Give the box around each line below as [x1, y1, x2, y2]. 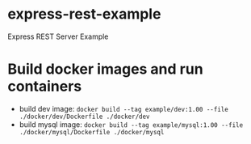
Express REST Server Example [7, 32, 109, 41]
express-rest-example [7, 5, 161, 23]
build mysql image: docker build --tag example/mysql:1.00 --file [19, 119, 244, 129]
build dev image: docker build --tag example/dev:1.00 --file [19, 104, 229, 113]
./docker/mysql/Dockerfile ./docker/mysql [19, 128, 165, 136]
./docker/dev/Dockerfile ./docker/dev [19, 112, 150, 121]
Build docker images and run [7, 60, 203, 78]
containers [7, 78, 82, 95]
